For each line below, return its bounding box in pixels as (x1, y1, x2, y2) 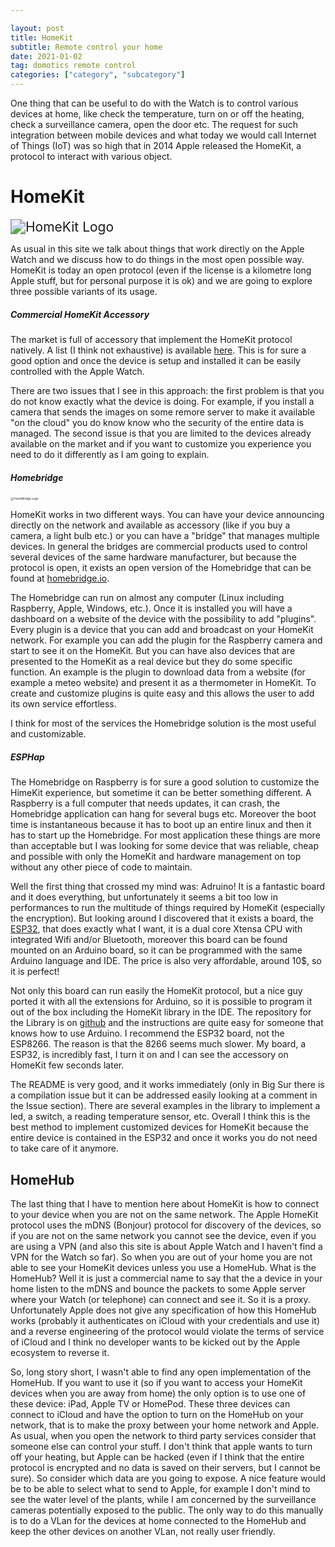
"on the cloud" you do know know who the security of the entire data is (10, 416, 305, 428)
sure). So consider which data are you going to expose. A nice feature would (10, 1472, 326, 1484)
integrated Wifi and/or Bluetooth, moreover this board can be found (10, 934, 288, 946)
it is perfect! (10, 966, 60, 978)
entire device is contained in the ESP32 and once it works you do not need (10, 1132, 318, 1144)
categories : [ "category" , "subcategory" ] (10, 70, 186, 80)
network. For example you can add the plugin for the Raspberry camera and (10, 634, 323, 646)
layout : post (10, 23, 65, 33)
